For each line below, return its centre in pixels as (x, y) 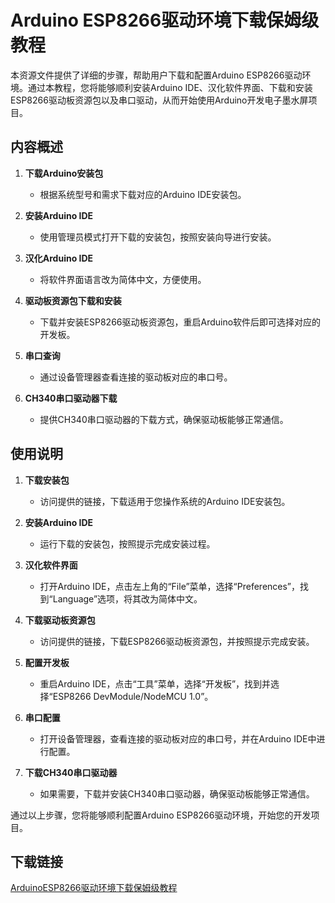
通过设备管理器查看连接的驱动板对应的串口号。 (136, 377)
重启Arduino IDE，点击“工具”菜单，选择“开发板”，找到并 (155, 683)
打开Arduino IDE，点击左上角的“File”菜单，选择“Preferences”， (170, 586)
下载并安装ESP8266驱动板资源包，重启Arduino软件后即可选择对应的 (180, 322)
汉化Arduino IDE (59, 258)
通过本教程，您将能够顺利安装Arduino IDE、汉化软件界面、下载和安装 (170, 87)
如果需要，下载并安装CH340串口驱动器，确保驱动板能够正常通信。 (177, 793)
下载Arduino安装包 (64, 173)
